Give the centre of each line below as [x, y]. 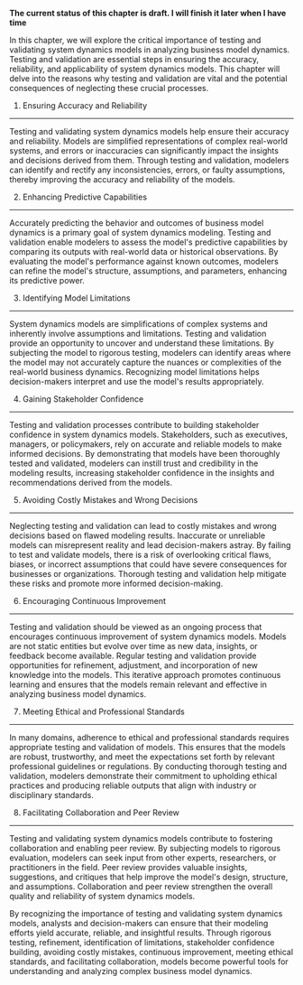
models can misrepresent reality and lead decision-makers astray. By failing [150, 545]
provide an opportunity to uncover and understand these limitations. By [142, 343]
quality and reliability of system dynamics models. [102, 896]
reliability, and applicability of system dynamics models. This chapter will [145, 69]
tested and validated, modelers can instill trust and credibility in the [134, 463]
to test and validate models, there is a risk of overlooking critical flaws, [141, 555]
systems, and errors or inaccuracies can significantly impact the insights [144, 151]
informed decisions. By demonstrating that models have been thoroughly [145, 454]
